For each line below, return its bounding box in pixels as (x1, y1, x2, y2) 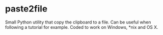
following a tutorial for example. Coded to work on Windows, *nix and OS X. (5, 24, 159, 30)
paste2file (5, 3, 48, 14)
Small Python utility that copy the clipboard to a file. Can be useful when (5, 19, 151, 25)
